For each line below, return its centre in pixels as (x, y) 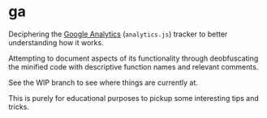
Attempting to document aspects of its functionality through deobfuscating (133, 58)
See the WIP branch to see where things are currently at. (103, 82)
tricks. (19, 107)
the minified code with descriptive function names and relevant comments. (133, 66)
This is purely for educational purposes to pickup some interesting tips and (134, 98)
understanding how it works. (56, 42)
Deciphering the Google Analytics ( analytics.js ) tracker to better (118, 34)
